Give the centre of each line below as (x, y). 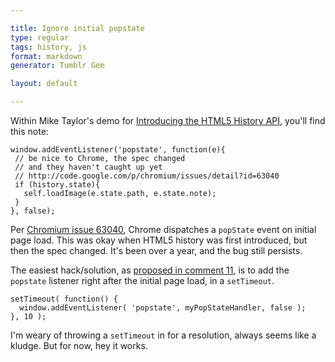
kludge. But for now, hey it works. (79, 345)
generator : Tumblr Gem (57, 66)
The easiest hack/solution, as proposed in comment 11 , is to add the (150, 270)
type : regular (40, 37)
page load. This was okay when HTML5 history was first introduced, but (159, 240)
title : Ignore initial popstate (77, 28)
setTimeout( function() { (64, 299)
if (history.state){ (57, 185)
